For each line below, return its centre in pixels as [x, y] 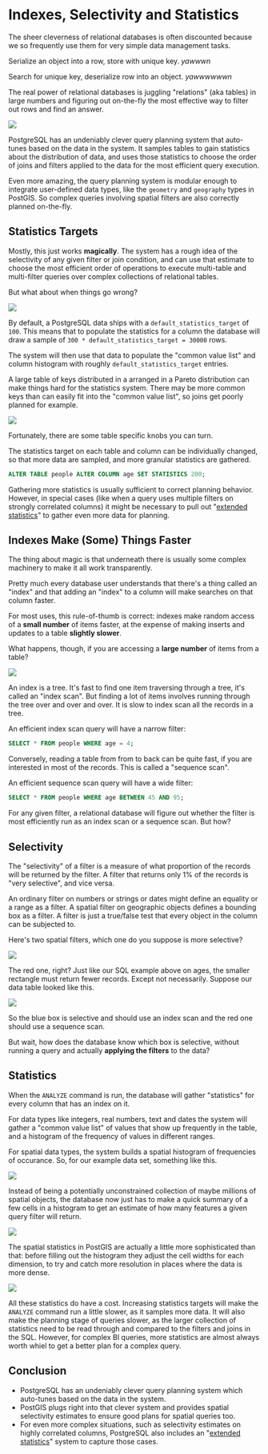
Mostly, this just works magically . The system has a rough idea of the [123, 251]
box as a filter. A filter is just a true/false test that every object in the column [133, 915]
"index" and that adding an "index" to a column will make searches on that [131, 592]
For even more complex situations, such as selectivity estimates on [130, 1424]
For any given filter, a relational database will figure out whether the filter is [132, 813]
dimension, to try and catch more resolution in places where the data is [125, 1264]
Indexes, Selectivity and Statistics [124, 15]
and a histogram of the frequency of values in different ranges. [112, 1136]
